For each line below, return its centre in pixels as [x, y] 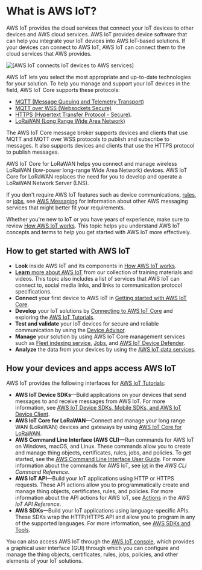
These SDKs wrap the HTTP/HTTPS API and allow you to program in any [105, 517]
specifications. [33, 291]
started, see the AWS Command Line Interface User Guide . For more [100, 459]
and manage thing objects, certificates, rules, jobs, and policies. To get [103, 453]
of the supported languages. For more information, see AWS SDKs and [103, 523]
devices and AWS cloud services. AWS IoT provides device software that [97, 34]
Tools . [23, 529]
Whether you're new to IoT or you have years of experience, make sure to [98, 219]
